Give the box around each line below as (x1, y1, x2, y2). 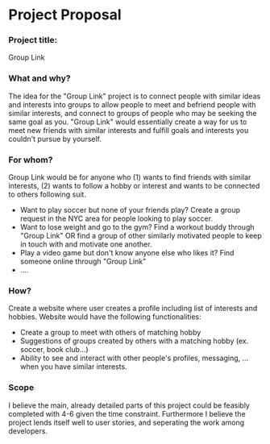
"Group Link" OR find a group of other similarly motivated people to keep (19, 231, 262, 241)
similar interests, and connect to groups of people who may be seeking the (8, 108, 257, 118)
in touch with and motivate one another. (19, 239, 152, 249)
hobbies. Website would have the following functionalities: (8, 312, 201, 322)
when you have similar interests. (19, 362, 127, 371)
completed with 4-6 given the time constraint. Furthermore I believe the (8, 409, 246, 418)
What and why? (8, 73, 71, 84)
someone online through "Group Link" (19, 256, 147, 267)
